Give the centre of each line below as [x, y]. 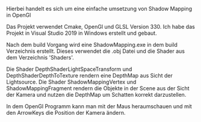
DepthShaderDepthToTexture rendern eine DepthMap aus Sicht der [89, 75]
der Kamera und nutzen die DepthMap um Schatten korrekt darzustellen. [96, 95]
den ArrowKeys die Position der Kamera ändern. [66, 113]
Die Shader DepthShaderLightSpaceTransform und [69, 69]
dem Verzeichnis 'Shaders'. [40, 57]
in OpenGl [19, 15]
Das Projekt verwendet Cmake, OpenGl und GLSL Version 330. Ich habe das [101, 27]
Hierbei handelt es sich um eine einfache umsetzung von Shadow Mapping [99, 9]
